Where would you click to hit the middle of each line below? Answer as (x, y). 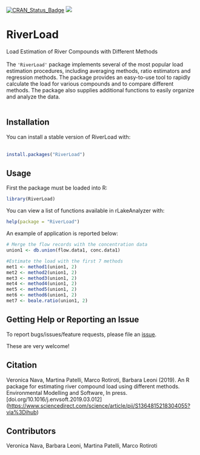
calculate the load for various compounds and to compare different (90, 84)
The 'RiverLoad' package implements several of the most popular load (95, 64)
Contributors (31, 431)
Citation (22, 365)
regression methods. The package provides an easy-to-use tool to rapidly (98, 77)
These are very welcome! (38, 346)
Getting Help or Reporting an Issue (73, 320)
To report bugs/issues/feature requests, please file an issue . (82, 334)
